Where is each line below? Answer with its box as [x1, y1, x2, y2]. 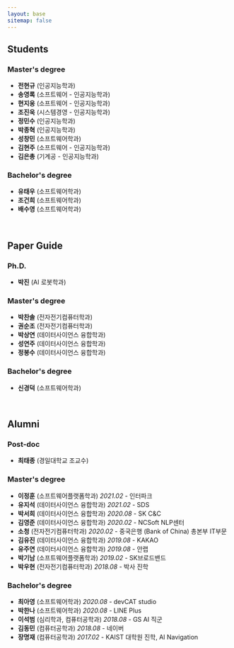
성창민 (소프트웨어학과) [17, 135, 81, 143]
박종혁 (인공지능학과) [17, 125, 76, 135]
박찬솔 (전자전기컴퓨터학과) [17, 313, 93, 322]
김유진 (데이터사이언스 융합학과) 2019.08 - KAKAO [17, 535, 159, 544]
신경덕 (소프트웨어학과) [17, 383, 81, 392]
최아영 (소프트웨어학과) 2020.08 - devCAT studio [17, 598, 157, 606]
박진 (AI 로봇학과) [17, 278, 66, 287]
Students [7, 43, 49, 55]
